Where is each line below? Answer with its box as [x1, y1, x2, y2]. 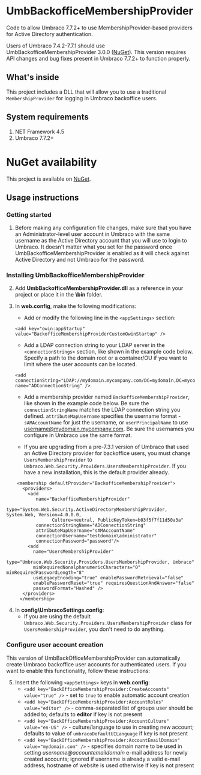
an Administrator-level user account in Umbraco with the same [14, 231, 170, 238]
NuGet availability [6, 155, 97, 169]
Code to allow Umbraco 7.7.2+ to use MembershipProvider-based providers [6, 24, 193, 31]
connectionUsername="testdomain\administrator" [35, 533, 157, 539]
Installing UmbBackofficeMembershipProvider [6, 271, 145, 280]
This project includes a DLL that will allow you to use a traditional [6, 88, 167, 95]
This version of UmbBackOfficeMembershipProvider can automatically [6, 654, 181, 662]
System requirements [6, 112, 89, 122]
